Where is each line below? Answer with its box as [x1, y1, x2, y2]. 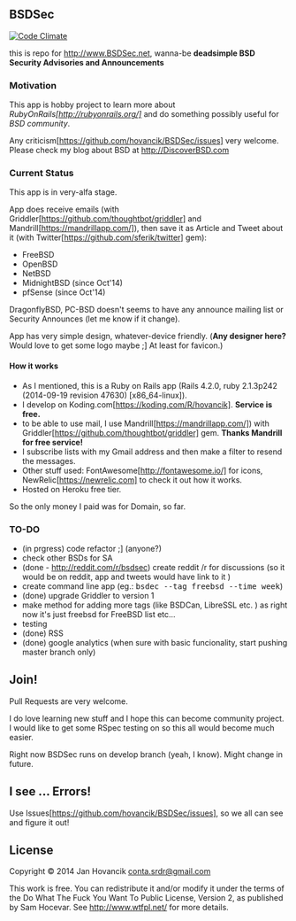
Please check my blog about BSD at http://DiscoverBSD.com [9, 145, 230, 156]
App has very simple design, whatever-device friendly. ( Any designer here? [9, 331, 287, 342]
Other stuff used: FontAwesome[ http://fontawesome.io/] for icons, [21, 465, 263, 476]
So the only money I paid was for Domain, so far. [9, 500, 186, 512]
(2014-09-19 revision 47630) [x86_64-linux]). [21, 390, 187, 400]
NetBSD [21, 268, 51, 279]
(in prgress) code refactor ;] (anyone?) [21, 543, 162, 553]
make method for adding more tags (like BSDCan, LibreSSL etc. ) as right [21, 600, 288, 610]
